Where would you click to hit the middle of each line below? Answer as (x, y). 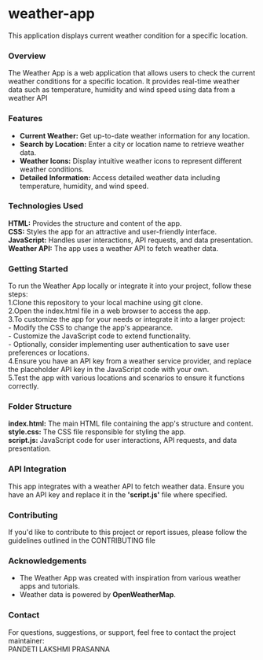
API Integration (37, 469)
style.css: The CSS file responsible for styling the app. (97, 432)
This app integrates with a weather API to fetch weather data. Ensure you (126, 486)
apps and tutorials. (49, 586)
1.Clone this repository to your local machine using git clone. (106, 303)
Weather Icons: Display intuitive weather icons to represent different (130, 160)
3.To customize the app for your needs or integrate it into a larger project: (127, 319)
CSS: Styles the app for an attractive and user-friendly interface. (113, 231)
